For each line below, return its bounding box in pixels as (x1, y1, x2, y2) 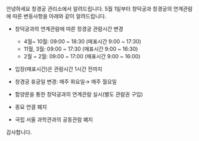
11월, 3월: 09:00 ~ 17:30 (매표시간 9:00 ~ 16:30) (23, 45, 138, 52)
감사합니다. (6, 129, 32, 136)
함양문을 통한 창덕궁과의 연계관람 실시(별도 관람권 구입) (14, 91, 143, 98)
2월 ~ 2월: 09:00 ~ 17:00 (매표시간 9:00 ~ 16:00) (23, 53, 141, 59)
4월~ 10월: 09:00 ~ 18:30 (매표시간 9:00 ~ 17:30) (23, 38, 142, 45)
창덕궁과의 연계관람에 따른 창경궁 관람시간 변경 (14, 26, 123, 32)
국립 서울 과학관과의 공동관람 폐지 (14, 116, 94, 123)
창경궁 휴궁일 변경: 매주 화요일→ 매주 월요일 (14, 78, 117, 85)
